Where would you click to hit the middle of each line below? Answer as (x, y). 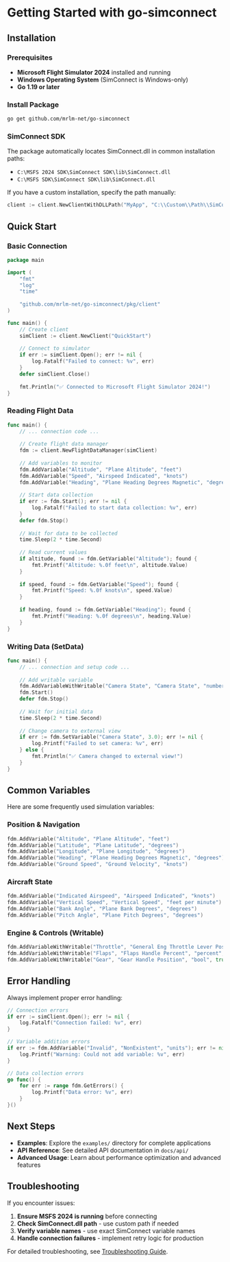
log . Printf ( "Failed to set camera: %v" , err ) (98, 744)
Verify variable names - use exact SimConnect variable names (106, 1230)
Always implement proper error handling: (65, 997)
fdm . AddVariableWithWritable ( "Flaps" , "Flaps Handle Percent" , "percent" (115, 954)
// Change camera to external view (70, 731)
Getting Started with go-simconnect (112, 13)
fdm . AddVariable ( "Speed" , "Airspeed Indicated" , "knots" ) (104, 476)
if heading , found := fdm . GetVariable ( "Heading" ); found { (105, 610)
